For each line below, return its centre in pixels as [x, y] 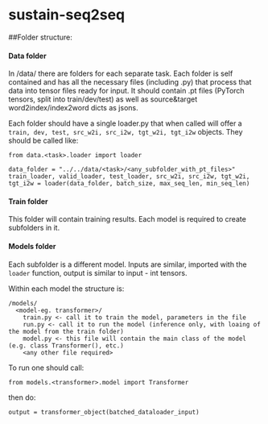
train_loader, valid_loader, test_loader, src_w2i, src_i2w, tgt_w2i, [129, 177]
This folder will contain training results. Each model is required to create [128, 219]
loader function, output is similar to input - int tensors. [98, 272]
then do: [22, 397]
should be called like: [43, 141]
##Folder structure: [40, 37]
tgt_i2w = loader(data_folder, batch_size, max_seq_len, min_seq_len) [129, 184]
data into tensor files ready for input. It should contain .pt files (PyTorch [126, 91]
